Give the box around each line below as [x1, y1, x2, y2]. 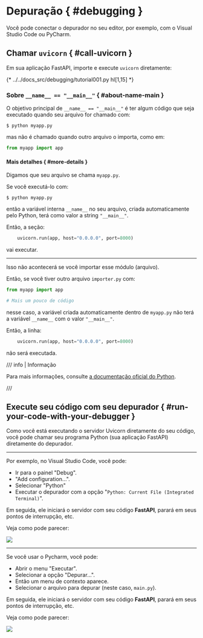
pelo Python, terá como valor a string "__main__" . [6, 212, 129, 219]
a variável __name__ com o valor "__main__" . [6, 315, 115, 322]
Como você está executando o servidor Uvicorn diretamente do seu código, [6, 427, 196, 435]
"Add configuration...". [14, 476, 71, 483]
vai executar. [6, 246, 38, 253]
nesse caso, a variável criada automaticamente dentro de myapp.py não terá [6, 308, 195, 316]
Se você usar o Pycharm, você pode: [6, 553, 98, 561]
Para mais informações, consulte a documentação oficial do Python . [6, 372, 176, 380]
